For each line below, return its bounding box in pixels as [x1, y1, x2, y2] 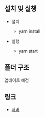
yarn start [18, 48, 38, 54]
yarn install [18, 28, 41, 34]
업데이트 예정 [4, 77, 29, 83]
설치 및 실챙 [4, 4, 37, 13]
